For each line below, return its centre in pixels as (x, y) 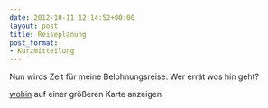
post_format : (34, 43)
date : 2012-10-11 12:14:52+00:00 (72, 18)
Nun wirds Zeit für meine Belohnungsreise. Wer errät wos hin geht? (134, 76)
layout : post (34, 26)
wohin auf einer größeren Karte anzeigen (86, 94)
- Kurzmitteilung (42, 51)
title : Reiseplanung (48, 34)
